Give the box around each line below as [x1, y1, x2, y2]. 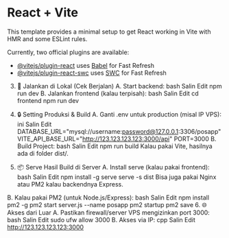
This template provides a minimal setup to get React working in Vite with [7, 27, 211, 36]
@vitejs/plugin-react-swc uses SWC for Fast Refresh [16, 69, 167, 77]
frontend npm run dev [16, 96, 80, 104]
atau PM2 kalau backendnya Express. [16, 180, 123, 188]
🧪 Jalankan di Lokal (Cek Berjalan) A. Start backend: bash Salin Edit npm [16, 82, 222, 90]
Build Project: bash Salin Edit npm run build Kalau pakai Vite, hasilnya [16, 142, 213, 150]
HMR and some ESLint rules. [7, 34, 88, 43]
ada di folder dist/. [16, 149, 69, 157]
